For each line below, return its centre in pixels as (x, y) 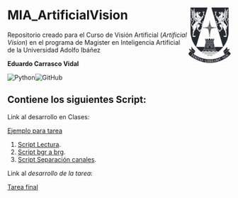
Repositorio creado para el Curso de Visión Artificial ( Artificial (97, 35)
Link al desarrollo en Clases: (49, 116)
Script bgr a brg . (41, 152)
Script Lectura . (39, 144)
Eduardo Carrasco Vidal (43, 63)
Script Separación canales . (57, 159)
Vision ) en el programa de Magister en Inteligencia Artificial (94, 42)
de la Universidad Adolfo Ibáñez (54, 50)
